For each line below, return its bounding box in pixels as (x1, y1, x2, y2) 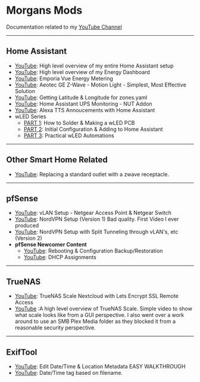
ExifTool (6, 347, 37, 357)
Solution (14, 87, 36, 94)
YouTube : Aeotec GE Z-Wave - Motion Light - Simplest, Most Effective (14, 81, 186, 88)
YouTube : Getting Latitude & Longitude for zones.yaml (14, 94, 148, 101)
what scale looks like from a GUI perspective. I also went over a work (14, 312, 185, 319)
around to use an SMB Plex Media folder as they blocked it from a (14, 318, 176, 325)
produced (14, 222, 39, 229)
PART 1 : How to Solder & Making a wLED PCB (23, 119, 135, 126)
